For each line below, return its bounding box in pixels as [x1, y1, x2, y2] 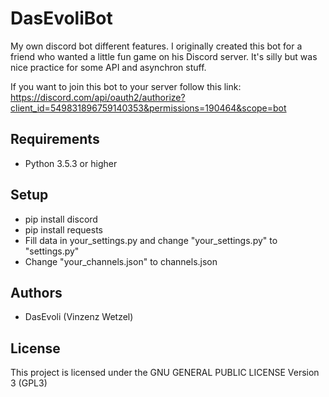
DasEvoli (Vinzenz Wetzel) [24, 311, 134, 323]
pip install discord [24, 213, 98, 225]
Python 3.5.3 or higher [24, 157, 118, 169]
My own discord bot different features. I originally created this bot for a [10, 40, 303, 52]
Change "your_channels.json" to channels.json [24, 255, 218, 267]
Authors [10, 284, 63, 301]
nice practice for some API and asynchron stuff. [10, 61, 207, 73]
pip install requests [24, 223, 103, 236]
